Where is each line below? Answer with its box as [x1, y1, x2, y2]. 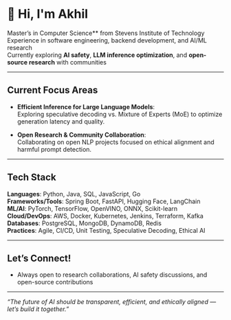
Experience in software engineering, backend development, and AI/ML [7, 36, 208, 44]
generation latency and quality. [16, 117, 105, 126]
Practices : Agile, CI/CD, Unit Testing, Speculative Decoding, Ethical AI [7, 226, 206, 234]
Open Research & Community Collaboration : [16, 130, 146, 139]
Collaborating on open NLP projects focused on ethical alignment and [16, 137, 214, 146]
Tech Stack [7, 172, 56, 183]
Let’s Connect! [7, 252, 71, 264]
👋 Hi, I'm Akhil [7, 6, 88, 22]
